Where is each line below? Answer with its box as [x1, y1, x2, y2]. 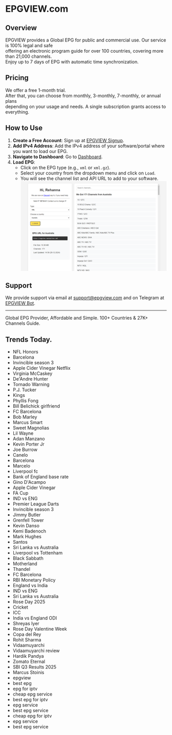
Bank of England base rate [12, 474, 69, 480]
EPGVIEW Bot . [5, 300, 36, 306]
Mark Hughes [12, 533, 42, 540]
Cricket [12, 604, 28, 610]
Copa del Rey [12, 631, 41, 637]
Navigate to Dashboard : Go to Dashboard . [12, 153, 103, 160]
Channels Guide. [5, 320, 40, 326]
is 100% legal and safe [5, 42, 53, 49]
